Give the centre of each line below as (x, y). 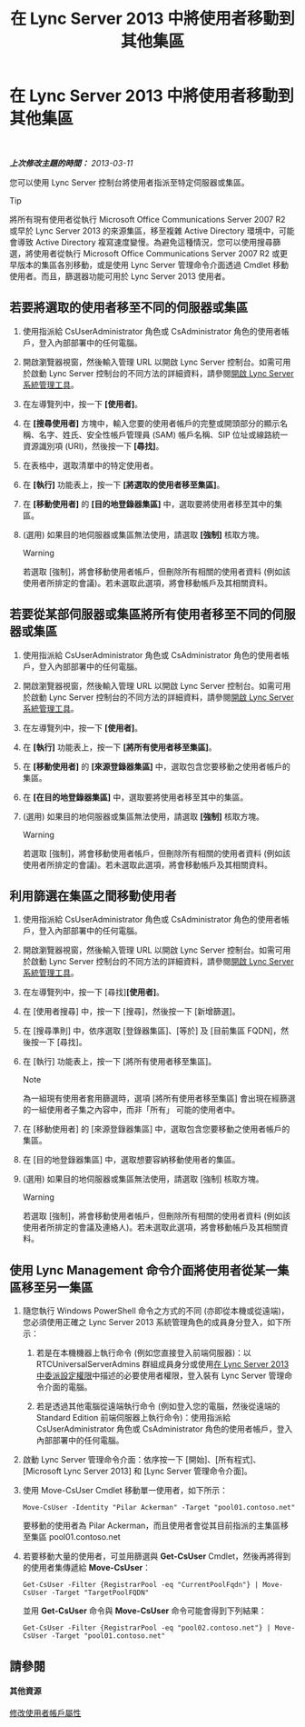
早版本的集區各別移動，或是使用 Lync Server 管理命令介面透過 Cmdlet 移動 (149, 265)
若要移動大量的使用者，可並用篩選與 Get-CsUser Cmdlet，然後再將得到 (157, 1556)
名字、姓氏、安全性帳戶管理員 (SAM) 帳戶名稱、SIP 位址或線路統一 (163, 434)
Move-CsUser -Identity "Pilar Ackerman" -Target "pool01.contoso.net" (159, 1508)
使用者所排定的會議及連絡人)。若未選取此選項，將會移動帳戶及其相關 (151, 1227)
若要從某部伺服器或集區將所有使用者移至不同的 (141, 614)
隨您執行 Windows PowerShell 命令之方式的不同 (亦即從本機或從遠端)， (156, 1311)
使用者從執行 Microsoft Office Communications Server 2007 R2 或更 (161, 253)
